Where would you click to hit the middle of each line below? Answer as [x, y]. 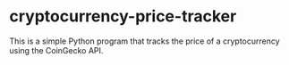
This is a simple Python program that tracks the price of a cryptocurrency [144, 41]
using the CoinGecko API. [56, 50]
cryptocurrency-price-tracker [123, 16]
